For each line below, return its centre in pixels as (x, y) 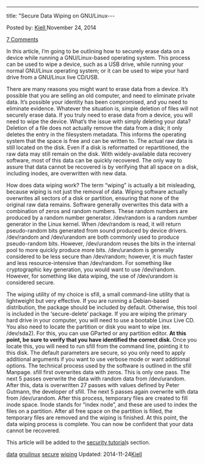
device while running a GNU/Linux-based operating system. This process (98, 58)
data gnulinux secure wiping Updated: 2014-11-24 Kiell (74, 454)
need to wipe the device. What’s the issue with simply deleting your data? (99, 121)
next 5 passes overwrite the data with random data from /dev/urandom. (96, 379)
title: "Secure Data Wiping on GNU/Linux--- (61, 16)
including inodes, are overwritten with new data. (67, 173)
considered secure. (31, 282)
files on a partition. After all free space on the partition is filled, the (89, 411)
